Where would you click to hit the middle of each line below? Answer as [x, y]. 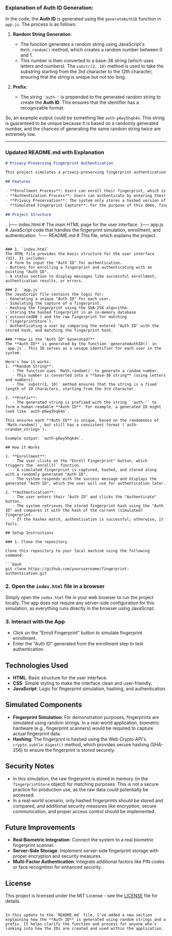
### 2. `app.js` [23, 290]
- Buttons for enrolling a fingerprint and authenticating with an [79, 267]
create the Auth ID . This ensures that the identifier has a [80, 102]
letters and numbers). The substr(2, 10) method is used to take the [92, 66]
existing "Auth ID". [27, 272]
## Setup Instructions [29, 533]
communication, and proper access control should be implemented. [84, 811]
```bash [14, 564]
